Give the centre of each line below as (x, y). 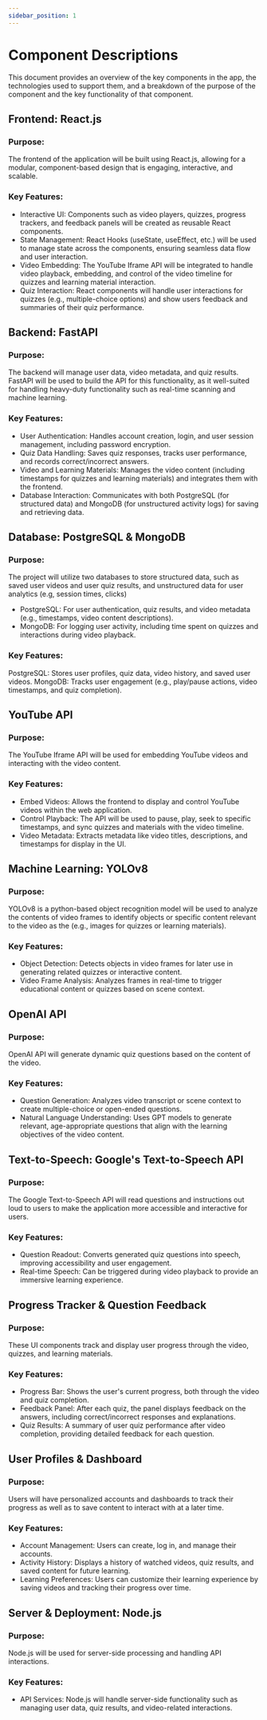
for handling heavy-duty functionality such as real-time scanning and (122, 389)
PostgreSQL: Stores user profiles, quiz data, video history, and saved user (130, 673)
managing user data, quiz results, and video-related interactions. (126, 1708)
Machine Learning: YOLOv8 (79, 868)
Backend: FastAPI (53, 332)
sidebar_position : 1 (43, 16)
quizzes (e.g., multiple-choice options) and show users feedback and (134, 299)
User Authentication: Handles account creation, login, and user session (136, 436)
